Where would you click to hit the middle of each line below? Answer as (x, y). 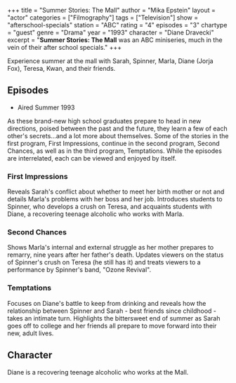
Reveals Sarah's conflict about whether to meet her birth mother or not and (116, 191)
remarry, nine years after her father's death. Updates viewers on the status (116, 255)
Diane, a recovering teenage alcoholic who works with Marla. (96, 214)
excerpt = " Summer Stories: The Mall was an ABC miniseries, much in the (115, 40)
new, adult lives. (31, 333)
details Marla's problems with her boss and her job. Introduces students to (115, 199)
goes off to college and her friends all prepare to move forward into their (112, 325)
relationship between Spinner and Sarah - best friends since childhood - (112, 311)
